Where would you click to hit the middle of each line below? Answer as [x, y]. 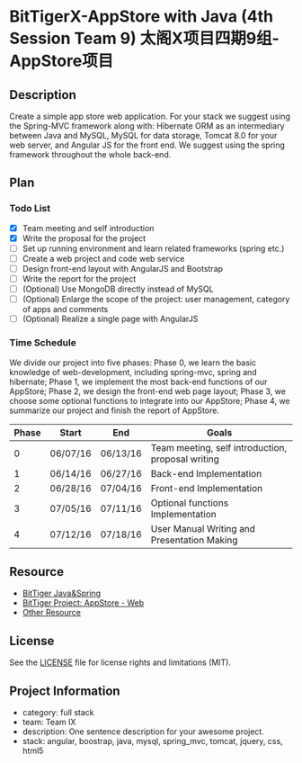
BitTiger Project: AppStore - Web [83, 603]
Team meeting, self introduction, [219, 447]
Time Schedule [43, 343]
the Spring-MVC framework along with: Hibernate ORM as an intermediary [147, 126]
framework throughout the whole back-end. [90, 154]
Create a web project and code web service [103, 258]
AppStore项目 [62, 61]
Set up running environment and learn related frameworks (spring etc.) [153, 248]
